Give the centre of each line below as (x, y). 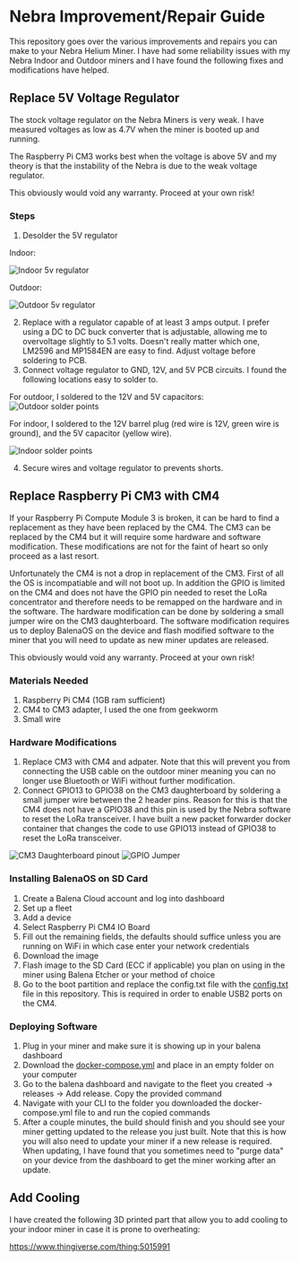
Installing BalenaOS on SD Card (79, 879)
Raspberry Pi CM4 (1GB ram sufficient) (94, 700)
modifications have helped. (59, 70)
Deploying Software (54, 1026)
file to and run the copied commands (142, 1113)
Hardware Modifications (63, 743)
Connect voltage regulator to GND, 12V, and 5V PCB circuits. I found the (154, 370)
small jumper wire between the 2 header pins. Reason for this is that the (155, 800)
